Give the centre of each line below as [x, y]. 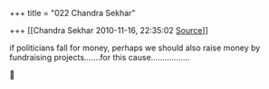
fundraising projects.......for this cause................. [100, 57]
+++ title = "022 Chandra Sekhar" [72, 13]
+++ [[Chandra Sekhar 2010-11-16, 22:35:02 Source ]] [109, 30]
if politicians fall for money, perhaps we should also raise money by [135, 48]
